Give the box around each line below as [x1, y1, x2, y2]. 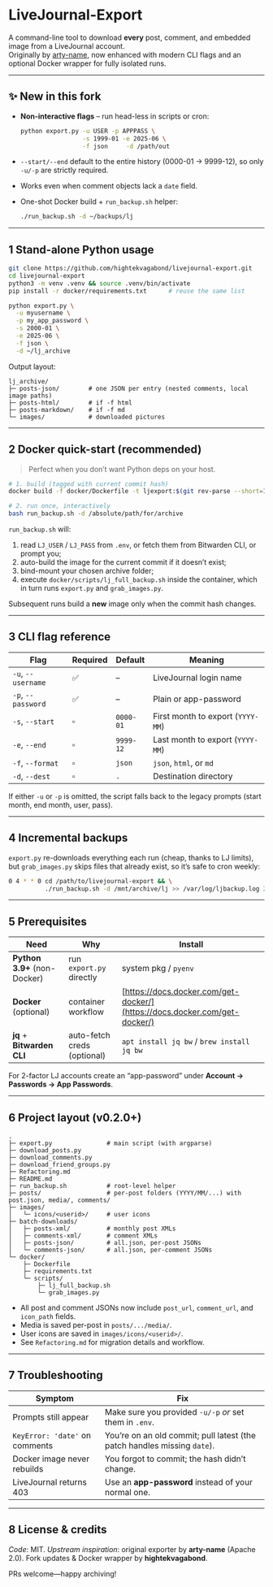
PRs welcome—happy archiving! [8, 1568, 117, 1578]
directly [68, 972, 97, 983]
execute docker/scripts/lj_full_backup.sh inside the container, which [19, 575, 258, 584]
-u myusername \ [15, 309, 71, 318]
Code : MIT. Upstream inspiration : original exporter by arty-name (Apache [8, 1544, 256, 1554]
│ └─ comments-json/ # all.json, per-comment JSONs [8, 1246, 213, 1254]
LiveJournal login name [153, 672, 242, 683]
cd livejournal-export [8, 271, 85, 280]
